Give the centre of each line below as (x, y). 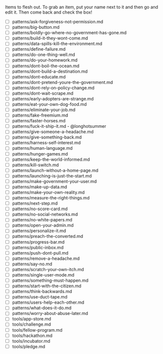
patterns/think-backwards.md (42, 292)
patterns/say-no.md (32, 264)
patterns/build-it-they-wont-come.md (50, 38)
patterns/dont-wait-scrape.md (43, 93)
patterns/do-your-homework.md (45, 60)
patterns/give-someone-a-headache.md (53, 132)
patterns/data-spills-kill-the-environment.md (57, 44)
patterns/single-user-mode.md (43, 275)
